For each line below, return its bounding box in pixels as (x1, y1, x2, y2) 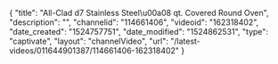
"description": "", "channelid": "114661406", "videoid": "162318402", (9, 17, 259, 28)
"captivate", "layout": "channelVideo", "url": (9, 36, 169, 46)
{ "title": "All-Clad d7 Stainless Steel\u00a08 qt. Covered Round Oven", (9, 8, 269, 18)
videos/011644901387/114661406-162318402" (9, 45, 180, 56)
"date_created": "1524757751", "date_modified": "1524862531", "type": (9, 27, 269, 36)
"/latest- (170, 36, 200, 46)
